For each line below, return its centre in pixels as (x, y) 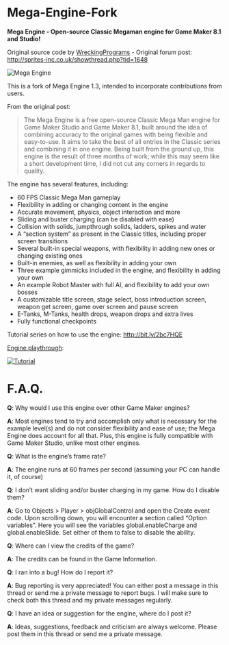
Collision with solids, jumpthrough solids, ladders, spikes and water (111, 226)
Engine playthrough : (36, 348)
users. (16, 93)
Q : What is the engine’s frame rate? (56, 456)
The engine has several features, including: (68, 184)
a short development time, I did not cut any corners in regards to (114, 163)
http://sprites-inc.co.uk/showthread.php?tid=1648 (78, 59)
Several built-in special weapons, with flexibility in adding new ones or (116, 248)
